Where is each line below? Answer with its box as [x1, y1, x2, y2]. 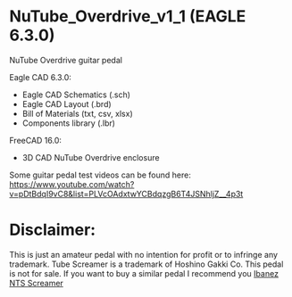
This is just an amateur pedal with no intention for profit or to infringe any [9, 249, 279, 260]
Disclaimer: [9, 220, 96, 240]
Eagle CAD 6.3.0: [9, 71, 71, 82]
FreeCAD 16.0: [9, 135, 63, 145]
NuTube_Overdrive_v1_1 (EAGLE [9, 6, 246, 27]
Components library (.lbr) [21, 118, 116, 128]
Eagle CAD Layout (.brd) [21, 98, 112, 109]
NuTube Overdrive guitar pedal [9, 54, 123, 65]
